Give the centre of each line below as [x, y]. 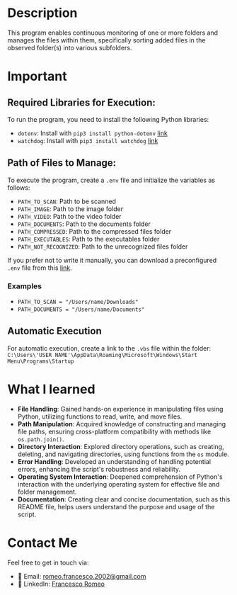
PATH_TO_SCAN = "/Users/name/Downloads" [78, 302]
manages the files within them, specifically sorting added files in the [106, 40]
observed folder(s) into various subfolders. [70, 47]
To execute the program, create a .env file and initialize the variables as [111, 180]
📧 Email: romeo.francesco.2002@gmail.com [82, 576]
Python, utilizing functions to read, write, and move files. [100, 416]
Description [42, 13]
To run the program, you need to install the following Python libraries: [108, 119]
